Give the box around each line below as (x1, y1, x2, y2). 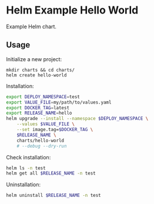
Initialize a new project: (6, 55, 62, 62)
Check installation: (6, 153, 51, 160)
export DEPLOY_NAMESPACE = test (6, 93, 81, 100)
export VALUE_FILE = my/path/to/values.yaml (6, 99, 112, 105)
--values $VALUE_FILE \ (16, 121, 75, 127)
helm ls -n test (6, 165, 46, 171)
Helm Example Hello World (6, 4, 139, 17)
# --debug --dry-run (16, 143, 67, 149)
